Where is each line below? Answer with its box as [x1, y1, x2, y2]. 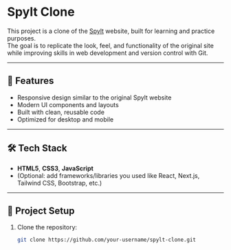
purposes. [7, 34, 36, 42]
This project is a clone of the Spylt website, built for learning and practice [7, 27, 215, 35]
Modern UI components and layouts [16, 100, 119, 109]
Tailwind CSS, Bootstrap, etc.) [16, 179, 102, 187]
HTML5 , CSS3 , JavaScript [16, 164, 94, 172]
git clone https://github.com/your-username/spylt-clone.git [16, 236, 197, 244]
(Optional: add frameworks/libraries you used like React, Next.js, [16, 171, 200, 179]
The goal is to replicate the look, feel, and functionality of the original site [7, 41, 214, 49]
